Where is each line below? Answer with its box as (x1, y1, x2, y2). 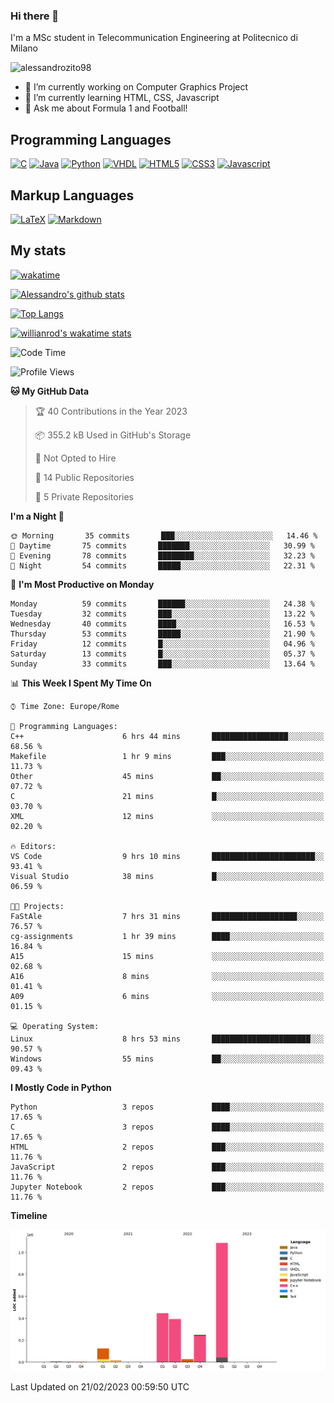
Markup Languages (10, 187, 135, 204)
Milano (10, 42, 38, 54)
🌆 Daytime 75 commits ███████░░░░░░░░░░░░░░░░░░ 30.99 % (10, 540, 315, 551)
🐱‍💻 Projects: (10, 901, 65, 911)
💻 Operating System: (10, 1021, 100, 1031)
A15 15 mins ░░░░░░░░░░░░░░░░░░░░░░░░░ (10, 951, 325, 961)
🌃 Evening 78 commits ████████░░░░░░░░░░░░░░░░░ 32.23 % (10, 550, 315, 561)
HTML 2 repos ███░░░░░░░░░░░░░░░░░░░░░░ (10, 1142, 325, 1152)
